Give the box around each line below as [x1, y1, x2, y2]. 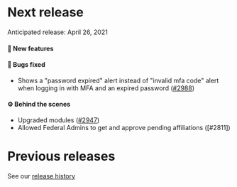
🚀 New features [7, 44, 54, 53]
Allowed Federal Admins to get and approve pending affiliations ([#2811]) [17, 123, 231, 132]
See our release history [7, 171, 76, 180]
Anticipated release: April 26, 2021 [7, 28, 108, 36]
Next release [7, 4, 84, 21]
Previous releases [7, 149, 116, 164]
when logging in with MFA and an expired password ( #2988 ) [17, 83, 195, 92]
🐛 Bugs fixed [7, 60, 45, 69]
